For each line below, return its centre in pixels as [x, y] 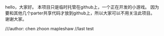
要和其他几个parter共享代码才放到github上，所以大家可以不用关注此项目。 [80, 13]
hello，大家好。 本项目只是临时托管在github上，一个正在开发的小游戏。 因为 [82, 7]
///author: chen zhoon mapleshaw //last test [50, 29]
